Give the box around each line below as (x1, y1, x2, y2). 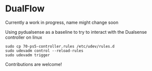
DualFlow (5, 3, 45, 14)
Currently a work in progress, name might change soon (5, 19, 119, 25)
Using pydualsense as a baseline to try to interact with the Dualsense (5, 29, 147, 35)
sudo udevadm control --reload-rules (5, 48, 84, 53)
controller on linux (5, 34, 42, 40)
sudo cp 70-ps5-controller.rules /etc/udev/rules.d (5, 44, 115, 49)
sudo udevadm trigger (5, 53, 50, 58)
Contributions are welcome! (5, 61, 62, 67)
